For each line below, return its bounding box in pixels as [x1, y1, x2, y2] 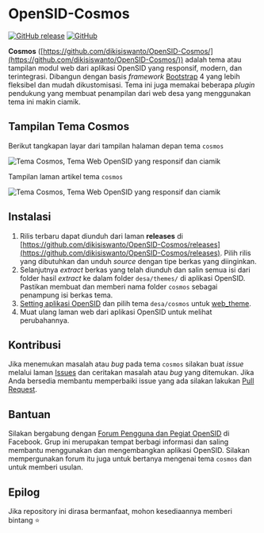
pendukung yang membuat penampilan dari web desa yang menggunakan [8, 88, 251, 98]
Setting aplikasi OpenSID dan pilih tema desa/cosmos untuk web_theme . [19, 298, 252, 308]
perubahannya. [19, 315, 70, 325]
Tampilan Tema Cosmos [8, 120, 129, 133]
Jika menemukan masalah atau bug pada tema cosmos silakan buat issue [8, 359, 244, 369]
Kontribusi [8, 338, 62, 351]
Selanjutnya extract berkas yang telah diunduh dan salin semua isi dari [19, 265, 251, 274]
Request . [8, 385, 37, 394]
